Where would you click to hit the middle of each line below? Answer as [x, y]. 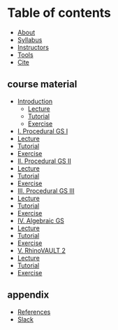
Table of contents [59, 13]
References [34, 312]
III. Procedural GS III [46, 190]
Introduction [35, 101]
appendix [28, 295]
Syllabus [30, 39]
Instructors [33, 47]
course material [42, 85]
